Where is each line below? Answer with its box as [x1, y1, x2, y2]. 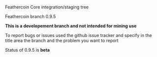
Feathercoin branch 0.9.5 [5, 14, 56, 19]
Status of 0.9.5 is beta [5, 47, 50, 53]
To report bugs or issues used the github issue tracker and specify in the [5, 33, 152, 38]
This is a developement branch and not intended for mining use [5, 23, 137, 29]
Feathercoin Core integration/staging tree [5, 4, 89, 10]
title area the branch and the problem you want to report [5, 38, 119, 43]
